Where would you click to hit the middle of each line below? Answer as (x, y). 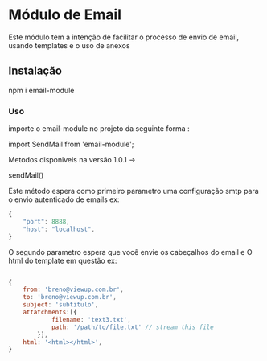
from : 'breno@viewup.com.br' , (74, 290)
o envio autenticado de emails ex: (64, 199)
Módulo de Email (65, 15)
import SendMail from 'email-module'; (71, 144)
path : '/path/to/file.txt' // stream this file (133, 327)
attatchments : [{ (50, 312)
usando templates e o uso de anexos (69, 45)
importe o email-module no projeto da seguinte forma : (99, 129)
